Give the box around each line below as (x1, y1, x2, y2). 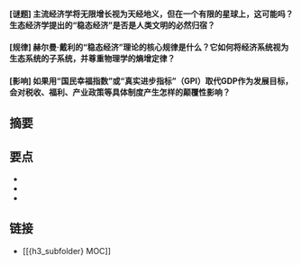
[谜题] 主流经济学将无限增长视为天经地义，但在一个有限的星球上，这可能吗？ (9, 8, 294, 19)
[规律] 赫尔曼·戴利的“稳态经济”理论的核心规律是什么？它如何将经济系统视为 (9, 41, 289, 53)
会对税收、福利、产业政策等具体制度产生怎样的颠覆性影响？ (9, 87, 231, 97)
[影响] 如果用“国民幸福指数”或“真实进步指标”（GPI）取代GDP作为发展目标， (9, 75, 294, 86)
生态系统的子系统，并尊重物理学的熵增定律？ (9, 53, 176, 64)
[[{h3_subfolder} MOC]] (22, 245, 111, 256)
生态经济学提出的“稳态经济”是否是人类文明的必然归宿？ (9, 19, 216, 31)
